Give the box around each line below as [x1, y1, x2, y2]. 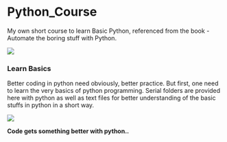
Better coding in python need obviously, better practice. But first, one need [7, 79, 219, 87]
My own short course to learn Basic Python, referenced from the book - [7, 27, 210, 35]
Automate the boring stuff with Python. [7, 33, 117, 42]
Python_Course [7, 4, 97, 20]
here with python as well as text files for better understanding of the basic [7, 94, 216, 102]
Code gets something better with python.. [7, 127, 130, 135]
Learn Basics [7, 63, 51, 73]
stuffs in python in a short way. [7, 101, 95, 109]
